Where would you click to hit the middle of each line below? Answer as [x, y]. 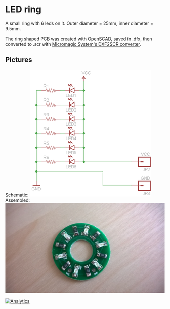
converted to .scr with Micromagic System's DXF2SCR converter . [73, 44]
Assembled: [18, 200]
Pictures [19, 60]
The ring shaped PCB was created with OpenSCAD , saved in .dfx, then [79, 39]
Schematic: [17, 195]
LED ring [23, 9]
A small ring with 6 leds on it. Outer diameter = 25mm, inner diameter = [79, 23]
